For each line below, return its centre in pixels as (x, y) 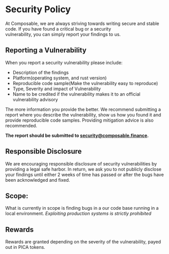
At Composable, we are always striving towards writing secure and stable (82, 23)
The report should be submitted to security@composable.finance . (77, 135)
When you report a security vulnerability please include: (64, 63)
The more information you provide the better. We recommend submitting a (83, 109)
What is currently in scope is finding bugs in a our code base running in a (82, 208)
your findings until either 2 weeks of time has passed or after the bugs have (84, 175)
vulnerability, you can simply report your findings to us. (63, 34)
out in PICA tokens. (25, 247)
